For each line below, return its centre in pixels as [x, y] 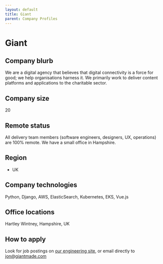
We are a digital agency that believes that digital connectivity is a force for [79, 73]
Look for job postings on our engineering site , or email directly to [70, 251]
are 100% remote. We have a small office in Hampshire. [61, 143]
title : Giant [18, 14]
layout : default [21, 10]
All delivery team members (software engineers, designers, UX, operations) [81, 137]
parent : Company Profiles [31, 19]
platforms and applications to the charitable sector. [56, 83]
